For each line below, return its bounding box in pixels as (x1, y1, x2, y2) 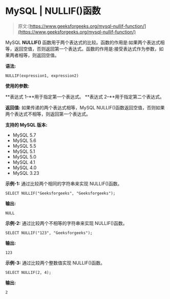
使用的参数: (5, 83, 30, 89)
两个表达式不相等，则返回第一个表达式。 (5, 111, 91, 117)
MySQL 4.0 (12, 165, 37, 171)
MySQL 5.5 (12, 143, 36, 149)
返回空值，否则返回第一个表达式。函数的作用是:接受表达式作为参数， (14, 45, 160, 52)
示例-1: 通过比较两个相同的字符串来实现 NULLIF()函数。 (5, 180, 122, 187)
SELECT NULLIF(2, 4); (5, 270, 52, 275)
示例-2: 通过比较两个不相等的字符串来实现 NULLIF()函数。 (5, 220, 128, 226)
